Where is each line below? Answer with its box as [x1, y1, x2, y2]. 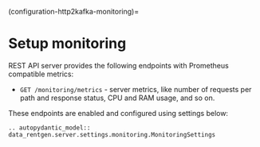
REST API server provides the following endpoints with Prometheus [8, 60, 229, 70]
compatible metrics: [8, 69, 74, 79]
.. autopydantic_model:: [8, 123, 91, 132]
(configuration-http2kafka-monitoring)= [8, 7, 140, 16]
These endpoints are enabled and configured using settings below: [8, 108, 229, 118]
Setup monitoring [8, 35, 127, 52]
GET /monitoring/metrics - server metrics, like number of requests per [19, 84, 252, 94]
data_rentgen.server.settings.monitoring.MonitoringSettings [8, 130, 216, 138]
